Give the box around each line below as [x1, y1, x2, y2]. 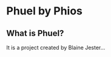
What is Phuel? [6, 28, 64, 38]
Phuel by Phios [6, 4, 83, 18]
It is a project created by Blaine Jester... [6, 44, 106, 51]
